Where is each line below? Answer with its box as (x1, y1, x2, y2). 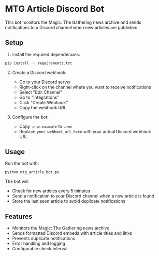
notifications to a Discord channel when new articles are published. (5, 24, 139, 30)
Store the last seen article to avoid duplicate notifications (12, 198, 126, 204)
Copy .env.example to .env (19, 123, 72, 129)
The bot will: (5, 179, 30, 184)
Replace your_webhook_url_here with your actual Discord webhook (19, 128, 151, 134)
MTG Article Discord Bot (5, 3, 104, 15)
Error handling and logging (12, 241, 65, 246)
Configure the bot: (12, 114, 49, 120)
